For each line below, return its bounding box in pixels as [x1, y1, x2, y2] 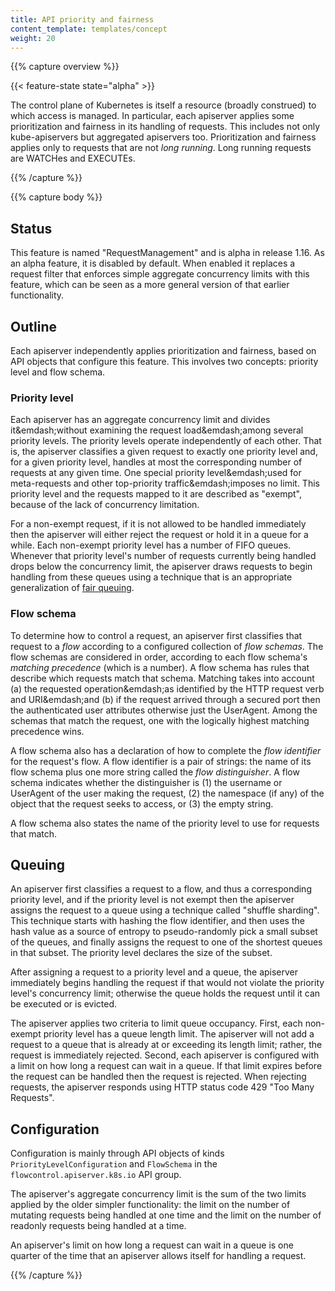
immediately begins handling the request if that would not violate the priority [10, 977, 325, 989]
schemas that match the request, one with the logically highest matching [10, 714, 310, 726]
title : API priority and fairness [10, 14, 155, 25]
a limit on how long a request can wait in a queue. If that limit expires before [10, 1060, 323, 1072]
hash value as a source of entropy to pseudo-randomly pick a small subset [10, 926, 318, 938]
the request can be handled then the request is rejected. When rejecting [10, 1071, 307, 1083]
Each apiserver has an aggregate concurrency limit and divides [10, 414, 271, 426]
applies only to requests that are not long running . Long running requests [10, 142, 312, 154]
